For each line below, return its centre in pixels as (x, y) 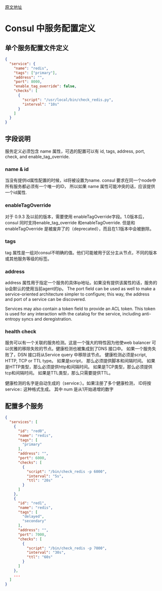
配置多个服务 (24, 406)
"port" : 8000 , (28, 82)
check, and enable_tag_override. (37, 156)
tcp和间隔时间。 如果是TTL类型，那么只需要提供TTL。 (59, 373)
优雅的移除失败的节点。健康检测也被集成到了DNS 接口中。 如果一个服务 (81, 349)
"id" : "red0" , (32, 431)
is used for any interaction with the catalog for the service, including (73, 314)
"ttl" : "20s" (40, 481)
